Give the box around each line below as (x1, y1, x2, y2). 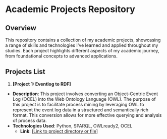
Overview (5, 24, 37, 32)
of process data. (12, 117, 47, 123)
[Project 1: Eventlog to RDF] (12, 81, 72, 87)
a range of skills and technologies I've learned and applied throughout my (5, 42, 158, 48)
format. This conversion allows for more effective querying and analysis (12, 112, 162, 118)
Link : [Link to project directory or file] (20, 128, 98, 134)
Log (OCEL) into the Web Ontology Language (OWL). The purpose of (12, 96, 156, 102)
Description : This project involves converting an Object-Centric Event (12, 91, 158, 97)
